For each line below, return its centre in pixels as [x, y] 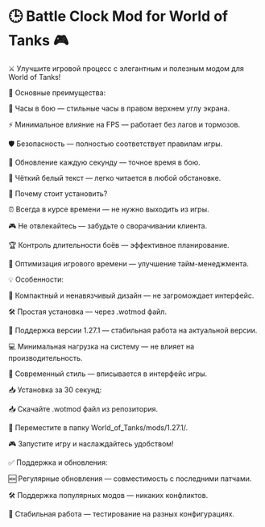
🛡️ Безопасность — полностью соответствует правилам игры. [116, 144]
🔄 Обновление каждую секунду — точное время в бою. [105, 162]
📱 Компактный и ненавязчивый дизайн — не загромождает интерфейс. [131, 295]
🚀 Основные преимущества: [57, 92]
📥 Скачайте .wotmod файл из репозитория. [83, 408]
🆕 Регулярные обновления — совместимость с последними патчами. [130, 479]
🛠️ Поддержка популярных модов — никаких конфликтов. [108, 495]
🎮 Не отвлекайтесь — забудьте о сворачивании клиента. [108, 226]
